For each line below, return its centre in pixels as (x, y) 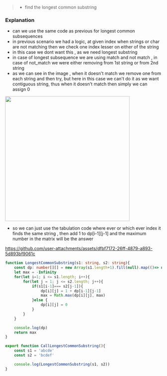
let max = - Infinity (35, 272)
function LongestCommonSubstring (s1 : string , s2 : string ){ (68, 263)
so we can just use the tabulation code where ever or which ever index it (86, 228)
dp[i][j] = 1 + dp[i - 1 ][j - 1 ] (71, 291)
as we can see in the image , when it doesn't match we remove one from (87, 73)
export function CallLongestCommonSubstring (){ (55, 346)
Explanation (20, 20)
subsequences (28, 36)
